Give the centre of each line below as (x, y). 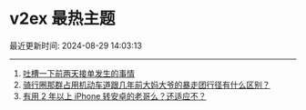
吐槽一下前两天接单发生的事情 (78, 73)
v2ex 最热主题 (62, 19)
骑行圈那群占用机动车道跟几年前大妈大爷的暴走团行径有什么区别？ (146, 85)
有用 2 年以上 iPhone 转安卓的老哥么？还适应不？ (114, 95)
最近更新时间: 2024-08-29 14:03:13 (76, 45)
